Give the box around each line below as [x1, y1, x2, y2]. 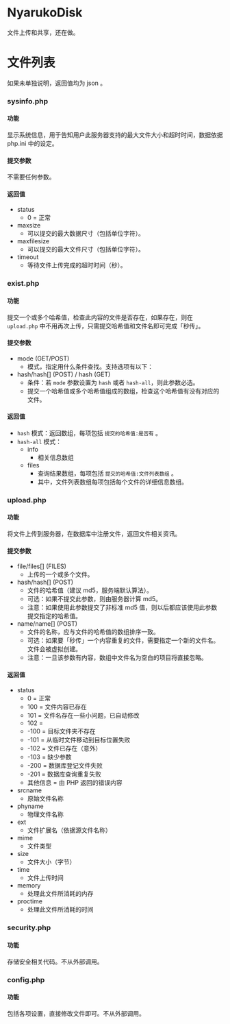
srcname [16, 786, 42, 794]
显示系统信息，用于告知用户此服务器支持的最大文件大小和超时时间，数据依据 [7, 131, 223, 138]
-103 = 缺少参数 [27, 753, 72, 761]
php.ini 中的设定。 [7, 139, 58, 147]
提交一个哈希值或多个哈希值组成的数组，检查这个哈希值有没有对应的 [27, 387, 220, 395]
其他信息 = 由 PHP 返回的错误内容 [27, 779, 123, 787]
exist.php [7, 279, 40, 289]
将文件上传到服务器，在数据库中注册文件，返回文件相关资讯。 [7, 530, 181, 538]
